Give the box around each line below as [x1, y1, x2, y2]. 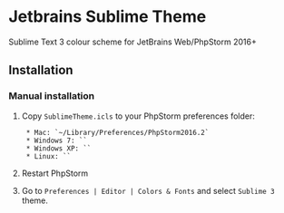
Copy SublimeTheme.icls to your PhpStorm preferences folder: [21, 111, 255, 121]
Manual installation [8, 90, 95, 102]
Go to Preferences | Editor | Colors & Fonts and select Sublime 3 [21, 185, 275, 196]
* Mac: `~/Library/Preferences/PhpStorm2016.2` [25, 128, 210, 137]
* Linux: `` [25, 151, 72, 160]
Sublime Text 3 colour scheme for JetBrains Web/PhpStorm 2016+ [8, 36, 258, 47]
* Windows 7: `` [25, 136, 88, 145]
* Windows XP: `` [25, 143, 92, 153]
